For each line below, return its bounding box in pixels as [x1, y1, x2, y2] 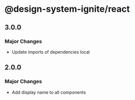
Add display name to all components [11, 89, 86, 95]
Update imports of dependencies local [11, 49, 90, 55]
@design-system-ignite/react [4, 3, 130, 15]
